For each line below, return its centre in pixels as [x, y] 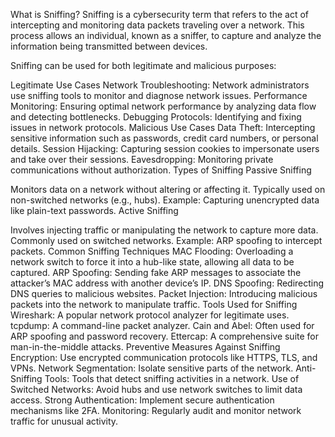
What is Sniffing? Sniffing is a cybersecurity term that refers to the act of [160, 14]
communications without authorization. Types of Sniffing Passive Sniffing [161, 170]
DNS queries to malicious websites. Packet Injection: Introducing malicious [164, 293]
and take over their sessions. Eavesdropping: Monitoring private [142, 159]
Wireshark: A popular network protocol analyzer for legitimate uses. [150, 315]
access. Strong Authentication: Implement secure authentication [142, 400]
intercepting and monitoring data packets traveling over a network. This [157, 25]
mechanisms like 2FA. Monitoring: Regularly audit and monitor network [156, 410]
